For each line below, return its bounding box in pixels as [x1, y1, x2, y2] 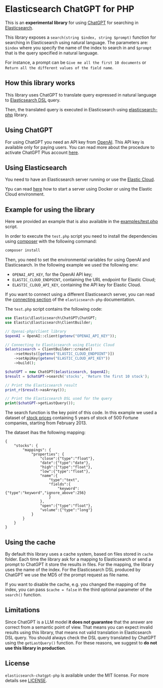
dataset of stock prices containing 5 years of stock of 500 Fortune [5, 415, 139, 421]
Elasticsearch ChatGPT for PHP [5, 3, 135, 15]
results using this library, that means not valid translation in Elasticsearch [5, 629, 151, 635]
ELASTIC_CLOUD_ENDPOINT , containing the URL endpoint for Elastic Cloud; [12, 277, 156, 283]
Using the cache [5, 538, 56, 546]
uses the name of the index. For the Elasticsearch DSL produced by [5, 567, 141, 572]
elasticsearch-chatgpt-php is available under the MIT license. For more [5, 672, 149, 678]
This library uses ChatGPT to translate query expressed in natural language [5, 92, 157, 98]
